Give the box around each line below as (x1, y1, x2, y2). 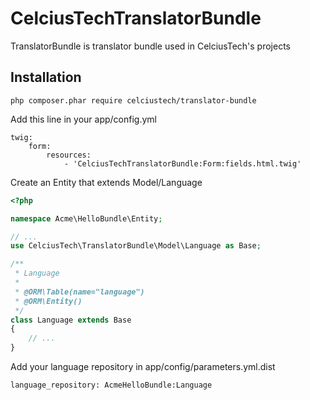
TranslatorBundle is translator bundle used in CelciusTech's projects (10, 40, 291, 52)
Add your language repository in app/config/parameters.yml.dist (10, 361, 276, 372)
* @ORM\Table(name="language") (14, 287, 145, 297)
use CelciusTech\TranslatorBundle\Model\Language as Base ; (10, 241, 262, 251)
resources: (46, 150, 92, 160)
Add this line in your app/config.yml (10, 113, 157, 125)
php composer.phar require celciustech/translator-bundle (10, 95, 257, 106)
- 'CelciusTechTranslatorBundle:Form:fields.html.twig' (63, 158, 302, 169)
